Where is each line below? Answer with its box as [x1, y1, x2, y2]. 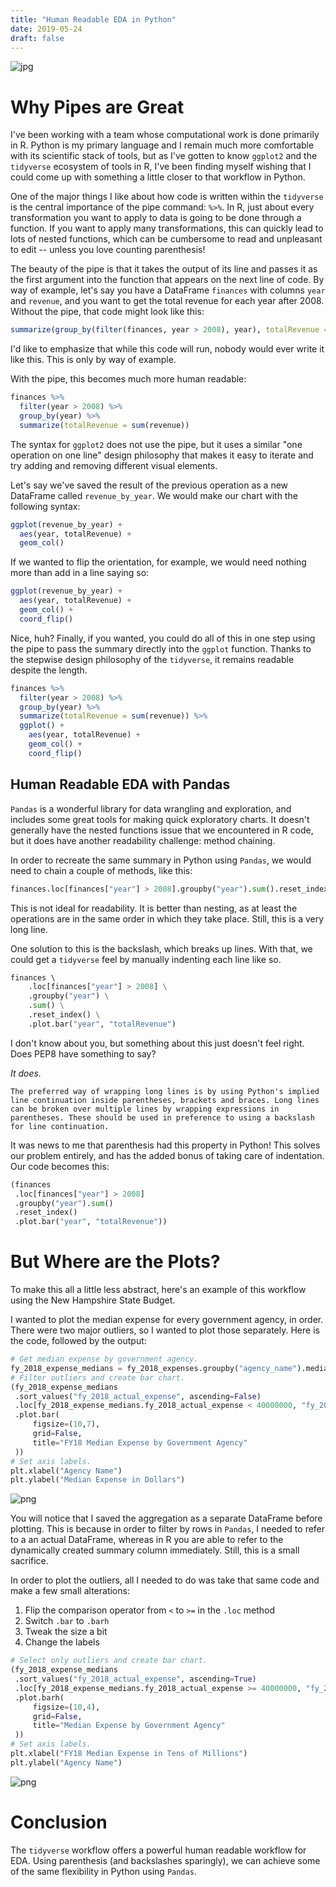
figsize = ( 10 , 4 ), [32, 1702, 101, 1712]
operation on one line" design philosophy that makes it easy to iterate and [10, 449, 314, 461]
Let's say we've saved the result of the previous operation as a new [10, 479, 289, 491]
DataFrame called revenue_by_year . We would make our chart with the [10, 489, 298, 501]
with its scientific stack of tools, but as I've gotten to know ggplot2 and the [10, 150, 318, 162]
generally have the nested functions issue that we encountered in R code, [10, 824, 314, 836]
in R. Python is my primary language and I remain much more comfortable [10, 139, 315, 151]
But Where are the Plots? [10, 1251, 221, 1273]
